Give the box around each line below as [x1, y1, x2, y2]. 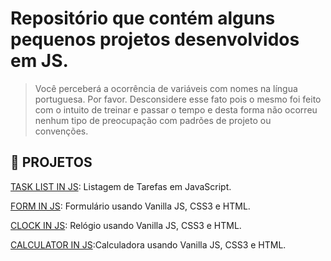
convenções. [34, 125, 89, 137]
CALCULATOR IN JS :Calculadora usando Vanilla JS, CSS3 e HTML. [10, 238, 287, 251]
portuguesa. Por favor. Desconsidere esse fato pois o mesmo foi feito [34, 93, 322, 105]
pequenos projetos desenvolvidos [10, 28, 300, 51]
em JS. [10, 50, 69, 72]
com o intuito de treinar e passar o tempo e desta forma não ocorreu [34, 103, 318, 116]
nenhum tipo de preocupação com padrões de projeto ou [34, 114, 272, 126]
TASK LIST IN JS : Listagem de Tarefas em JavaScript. [10, 180, 232, 192]
